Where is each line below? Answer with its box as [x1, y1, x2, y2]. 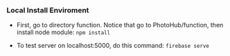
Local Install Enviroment [6, 5, 89, 15]
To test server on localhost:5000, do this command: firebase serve [16, 42, 209, 50]
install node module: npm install [16, 28, 111, 36]
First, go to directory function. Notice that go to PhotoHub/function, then [16, 21, 224, 29]
